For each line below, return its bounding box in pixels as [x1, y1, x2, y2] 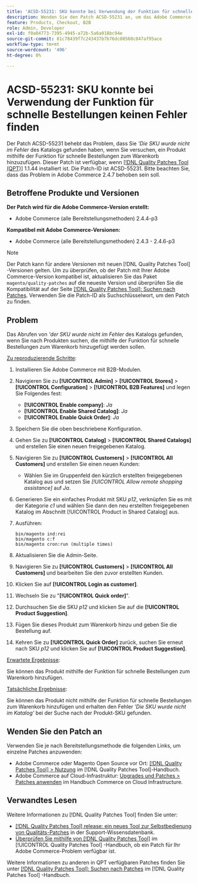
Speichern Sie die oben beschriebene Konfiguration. [15, 425, 143, 432]
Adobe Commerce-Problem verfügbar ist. [15, 848, 116, 855]
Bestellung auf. [15, 628, 52, 635]
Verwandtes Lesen [6, 795, 77, 806]
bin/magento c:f [15, 536, 55, 542]
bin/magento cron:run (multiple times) [15, 542, 113, 548]
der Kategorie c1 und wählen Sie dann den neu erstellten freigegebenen [15, 502, 190, 509]
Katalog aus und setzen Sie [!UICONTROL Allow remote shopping [24, 478, 183, 485]
